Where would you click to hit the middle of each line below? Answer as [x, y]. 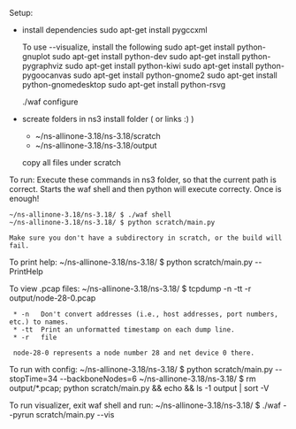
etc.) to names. [39, 322]
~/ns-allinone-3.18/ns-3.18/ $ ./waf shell [91, 215]
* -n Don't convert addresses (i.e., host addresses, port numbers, [145, 314]
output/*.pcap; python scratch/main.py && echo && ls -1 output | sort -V [139, 388]
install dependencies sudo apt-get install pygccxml [114, 30]
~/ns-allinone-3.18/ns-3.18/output [96, 146]
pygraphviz [42, 66]
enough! [24, 199]
